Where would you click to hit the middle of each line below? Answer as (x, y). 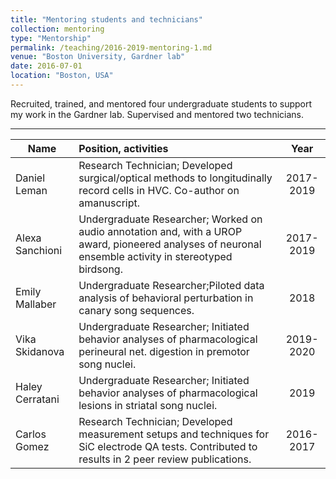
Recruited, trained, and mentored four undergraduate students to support (161, 103)
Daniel (30, 178)
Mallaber (36, 304)
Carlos (31, 434)
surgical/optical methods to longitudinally (175, 178)
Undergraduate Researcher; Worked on (170, 219)
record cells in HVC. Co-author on (159, 190)
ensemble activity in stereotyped (155, 256)
